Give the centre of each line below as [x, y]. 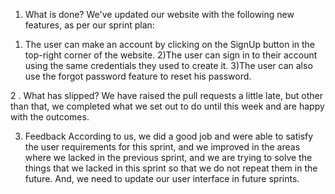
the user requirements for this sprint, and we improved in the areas [162, 147]
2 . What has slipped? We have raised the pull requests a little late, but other [166, 95]
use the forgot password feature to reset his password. [138, 76]
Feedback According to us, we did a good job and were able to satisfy [169, 136]
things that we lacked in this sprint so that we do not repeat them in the [171, 168]
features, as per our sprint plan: [89, 25]
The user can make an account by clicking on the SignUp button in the [170, 44]
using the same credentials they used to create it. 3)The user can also [168, 65]
